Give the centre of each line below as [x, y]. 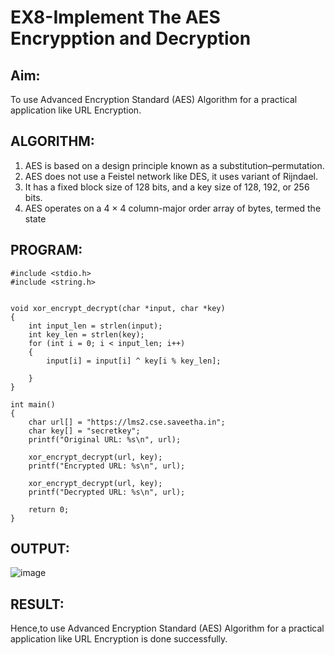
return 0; [49, 509]
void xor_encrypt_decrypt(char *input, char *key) [118, 308]
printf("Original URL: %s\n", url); [105, 439]
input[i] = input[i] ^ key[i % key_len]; [134, 361]
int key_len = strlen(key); [86, 334]
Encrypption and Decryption [131, 38]
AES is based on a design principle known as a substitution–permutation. [174, 165]
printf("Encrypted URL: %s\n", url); [107, 466]
